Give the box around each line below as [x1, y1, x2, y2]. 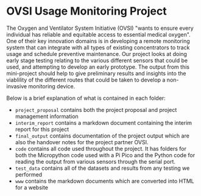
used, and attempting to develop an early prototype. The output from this [6, 63, 190, 71]
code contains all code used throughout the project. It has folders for [15, 145, 187, 152]
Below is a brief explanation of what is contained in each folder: [6, 94, 166, 102]
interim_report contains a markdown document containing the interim [15, 119, 192, 126]
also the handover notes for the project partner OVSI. [15, 138, 149, 145]
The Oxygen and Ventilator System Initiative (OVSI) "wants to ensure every [6, 24, 194, 32]
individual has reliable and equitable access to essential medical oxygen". [6, 30, 191, 38]
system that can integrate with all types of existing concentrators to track [6, 44, 190, 51]
